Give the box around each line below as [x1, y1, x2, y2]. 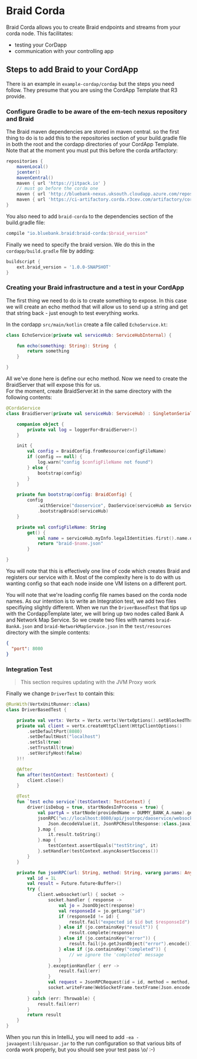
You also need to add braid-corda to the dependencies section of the [6, 213, 174, 220]
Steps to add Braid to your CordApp [6, 65, 138, 75]
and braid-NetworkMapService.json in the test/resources [33, 623, 171, 630]
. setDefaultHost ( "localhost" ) [27, 734, 101, 740]
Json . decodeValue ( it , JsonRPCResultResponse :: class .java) [47, 821, 193, 826]
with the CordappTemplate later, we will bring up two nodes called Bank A [6, 610, 184, 618]
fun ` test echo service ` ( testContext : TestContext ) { [16, 799, 151, 805]
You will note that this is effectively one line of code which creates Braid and [6, 567, 191, 575]
